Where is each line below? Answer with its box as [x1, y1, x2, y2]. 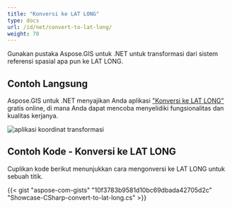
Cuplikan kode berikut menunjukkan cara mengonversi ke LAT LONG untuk [7, 164, 226, 173]
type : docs [7, 17, 40, 24]
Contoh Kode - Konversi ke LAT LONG [7, 146, 177, 158]
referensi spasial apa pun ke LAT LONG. [7, 57, 124, 66]
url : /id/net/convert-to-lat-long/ [7, 23, 112, 30]
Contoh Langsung [7, 77, 88, 89]
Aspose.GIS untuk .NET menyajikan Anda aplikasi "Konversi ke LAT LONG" [7, 96, 224, 105]
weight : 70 [7, 30, 40, 38]
